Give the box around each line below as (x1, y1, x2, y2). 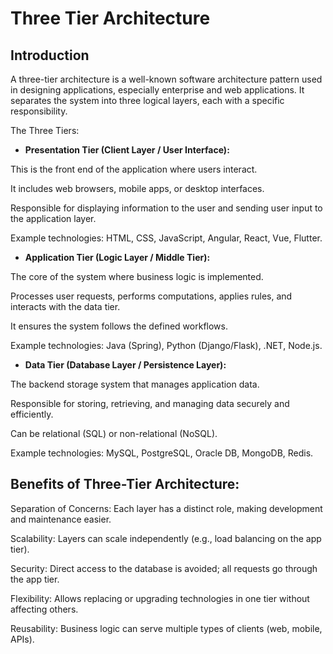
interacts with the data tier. (10, 301, 121, 312)
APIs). (10, 633, 35, 645)
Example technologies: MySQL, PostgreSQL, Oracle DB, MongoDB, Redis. (10, 447, 314, 459)
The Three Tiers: (10, 125, 80, 136)
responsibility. (10, 105, 68, 117)
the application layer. (10, 213, 97, 224)
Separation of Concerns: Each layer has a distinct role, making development (10, 502, 323, 514)
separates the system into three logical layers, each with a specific (10, 95, 285, 106)
